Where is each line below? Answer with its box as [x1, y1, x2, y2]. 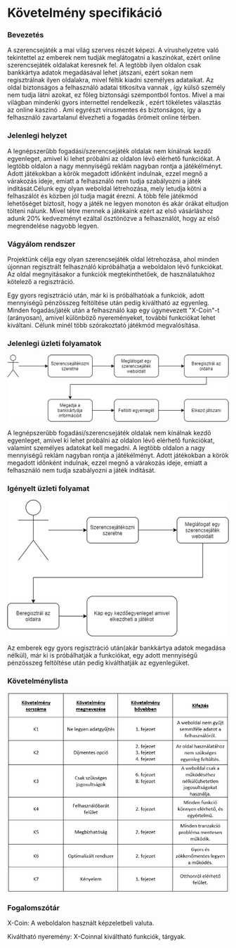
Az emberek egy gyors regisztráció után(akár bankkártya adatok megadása [7, 643, 226, 652]
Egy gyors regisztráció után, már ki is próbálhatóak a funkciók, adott [7, 291, 205, 300]
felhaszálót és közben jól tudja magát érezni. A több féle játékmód [7, 191, 198, 200]
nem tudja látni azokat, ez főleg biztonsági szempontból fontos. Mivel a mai [7, 91, 225, 99]
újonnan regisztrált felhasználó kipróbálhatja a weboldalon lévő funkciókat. [7, 262, 223, 271]
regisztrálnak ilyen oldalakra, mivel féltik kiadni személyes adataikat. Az [7, 76, 214, 84]
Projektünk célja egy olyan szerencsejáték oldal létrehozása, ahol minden [7, 255, 219, 264]
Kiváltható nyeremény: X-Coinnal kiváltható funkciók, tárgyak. [7, 933, 186, 941]
